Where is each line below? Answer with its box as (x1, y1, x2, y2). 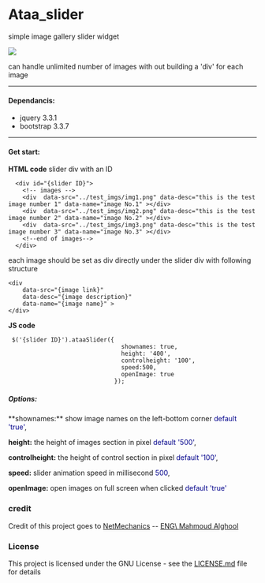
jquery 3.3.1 (19, 113, 58, 123)
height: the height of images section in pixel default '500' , (8, 438, 197, 447)
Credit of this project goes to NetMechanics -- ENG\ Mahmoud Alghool (8, 521, 239, 530)
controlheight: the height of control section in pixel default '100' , (8, 453, 218, 462)
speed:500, (121, 364, 157, 372)
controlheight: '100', (121, 357, 196, 364)
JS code (8, 321, 35, 331)
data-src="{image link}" (22, 286, 104, 294)
